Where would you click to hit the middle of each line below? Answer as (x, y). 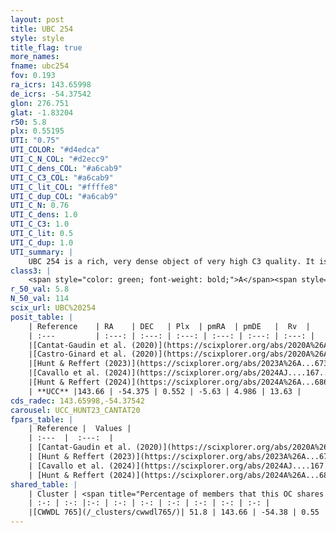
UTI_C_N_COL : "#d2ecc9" (60, 159)
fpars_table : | (42, 419)
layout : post (37, 19)
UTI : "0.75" (35, 141)
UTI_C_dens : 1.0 (44, 215)
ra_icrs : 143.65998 (51, 85)
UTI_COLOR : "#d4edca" (55, 150)
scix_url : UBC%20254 (53, 308)
